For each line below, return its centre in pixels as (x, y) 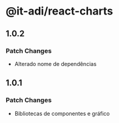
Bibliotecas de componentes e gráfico (62, 113)
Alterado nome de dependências (55, 64)
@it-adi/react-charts (59, 11)
